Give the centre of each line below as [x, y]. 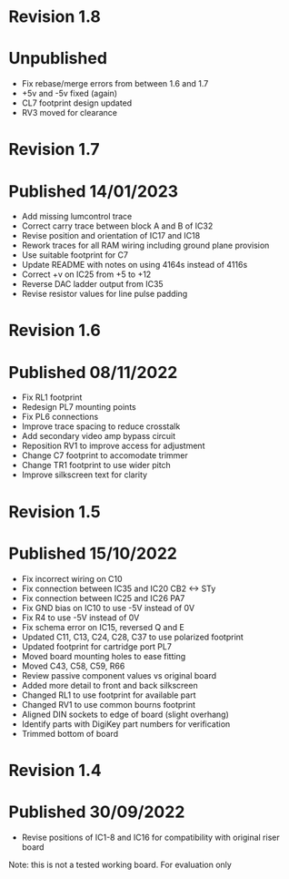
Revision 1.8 [55, 17]
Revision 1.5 [55, 511]
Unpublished [58, 59]
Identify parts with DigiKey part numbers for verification [126, 724]
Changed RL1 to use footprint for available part [109, 695]
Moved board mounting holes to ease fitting [104, 656]
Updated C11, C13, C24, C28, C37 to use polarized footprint [133, 637]
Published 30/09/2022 [97, 812]
